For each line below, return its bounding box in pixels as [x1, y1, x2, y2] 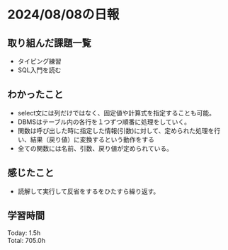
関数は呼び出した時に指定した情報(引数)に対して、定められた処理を [17, 126, 215, 135]
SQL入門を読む [17, 66, 62, 74]
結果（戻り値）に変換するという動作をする [30, 135, 154, 144]
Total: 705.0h [7, 237, 46, 245]
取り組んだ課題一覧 [7, 37, 91, 49]
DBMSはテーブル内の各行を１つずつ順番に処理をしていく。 [17, 118, 191, 126]
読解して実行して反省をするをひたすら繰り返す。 [17, 187, 160, 195]
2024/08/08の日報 [7, 6, 120, 23]
